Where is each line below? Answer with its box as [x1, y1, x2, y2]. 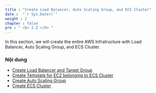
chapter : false [5, 21, 38, 26]
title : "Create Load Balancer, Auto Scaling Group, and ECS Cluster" [5, 7, 152, 12]
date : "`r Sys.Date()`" [5, 12, 58, 17]
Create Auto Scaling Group [12, 78, 66, 84]
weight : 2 [5, 16, 27, 21]
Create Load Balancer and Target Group [12, 67, 93, 73]
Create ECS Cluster [12, 83, 51, 89]
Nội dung [5, 56, 27, 63]
